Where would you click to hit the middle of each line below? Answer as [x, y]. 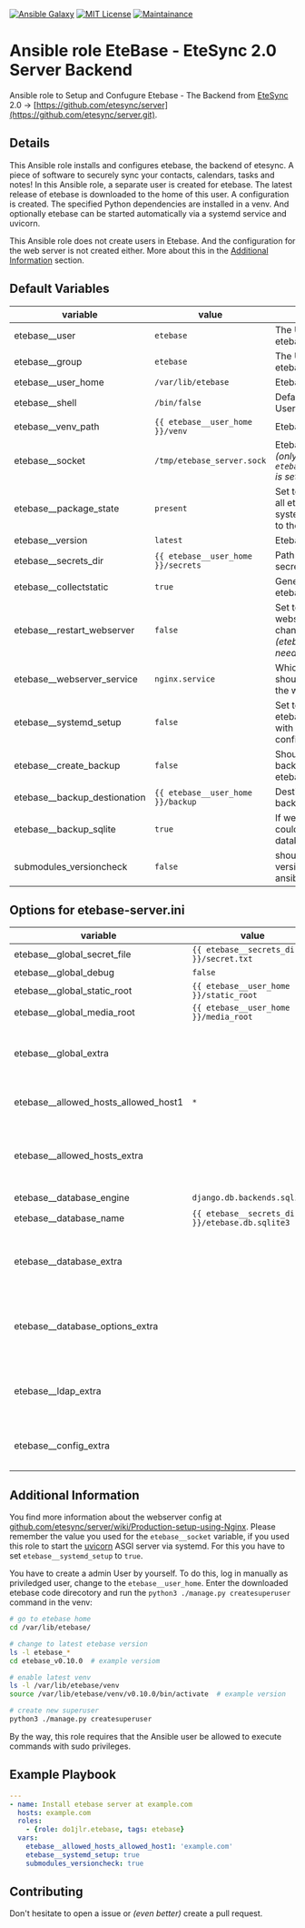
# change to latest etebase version [79, 1644]
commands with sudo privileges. [70, 1746]
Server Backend [71, 71]
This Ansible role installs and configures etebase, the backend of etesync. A [152, 165]
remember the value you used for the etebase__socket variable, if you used [149, 1537]
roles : [30, 1821]
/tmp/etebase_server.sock [210, 460]
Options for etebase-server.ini [97, 910]
